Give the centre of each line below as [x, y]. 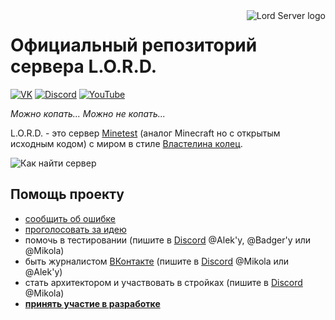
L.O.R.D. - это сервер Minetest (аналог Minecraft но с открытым [145, 133]
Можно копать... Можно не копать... [88, 113]
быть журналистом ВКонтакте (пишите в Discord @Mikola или [157, 261]
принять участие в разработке [92, 303]
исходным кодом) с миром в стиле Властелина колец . [126, 143]
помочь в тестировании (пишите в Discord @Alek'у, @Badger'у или [168, 240]
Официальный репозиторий [134, 45]
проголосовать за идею [75, 229]
